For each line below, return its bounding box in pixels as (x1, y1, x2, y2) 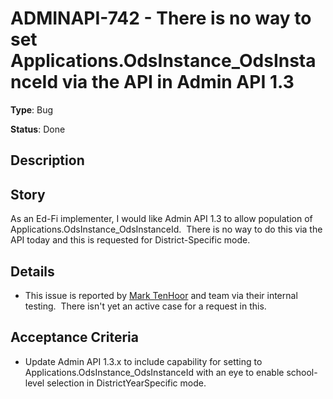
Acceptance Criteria (10, 329, 139, 346)
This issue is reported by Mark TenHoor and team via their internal (24, 289, 298, 301)
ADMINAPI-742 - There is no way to (10, 7, 312, 30)
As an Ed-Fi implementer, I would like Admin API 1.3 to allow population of (10, 213, 313, 225)
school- (286, 366, 318, 378)
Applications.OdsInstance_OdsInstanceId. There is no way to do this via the (10, 223, 323, 236)
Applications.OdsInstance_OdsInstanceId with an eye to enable (24, 366, 285, 378)
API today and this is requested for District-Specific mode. (10, 234, 251, 246)
